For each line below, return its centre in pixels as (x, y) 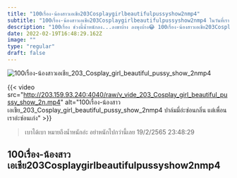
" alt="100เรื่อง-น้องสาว (91, 102)
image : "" (22, 40)
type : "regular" (31, 46)
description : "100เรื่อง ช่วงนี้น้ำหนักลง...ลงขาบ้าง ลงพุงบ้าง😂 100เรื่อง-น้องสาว (101, 27)
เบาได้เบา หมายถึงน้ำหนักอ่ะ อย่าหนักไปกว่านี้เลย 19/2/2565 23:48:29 (110, 132)
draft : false (26, 53)
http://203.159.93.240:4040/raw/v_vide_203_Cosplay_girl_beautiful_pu (126, 94)
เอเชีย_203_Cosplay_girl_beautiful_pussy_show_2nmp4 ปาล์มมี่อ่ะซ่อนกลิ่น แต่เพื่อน (117, 110)
